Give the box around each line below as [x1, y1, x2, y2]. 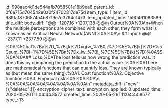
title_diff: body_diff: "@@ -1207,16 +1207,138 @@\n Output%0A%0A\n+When [5, 20, 163, 26]
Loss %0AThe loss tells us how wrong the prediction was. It [32, 54, 155, 60]
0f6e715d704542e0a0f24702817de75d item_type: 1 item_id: [5, 9, 129, 15]
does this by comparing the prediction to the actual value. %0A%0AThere [5, 60, 158, 65]
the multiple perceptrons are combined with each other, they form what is [5, 25, 157, 31]
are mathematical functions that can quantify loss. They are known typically [5, 65, 162, 71]
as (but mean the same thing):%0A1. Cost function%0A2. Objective [5, 70, 144, 76]
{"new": [123, 81, 140, 87]
